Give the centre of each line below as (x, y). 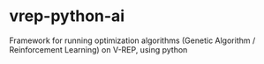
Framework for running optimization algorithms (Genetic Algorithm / (132, 40)
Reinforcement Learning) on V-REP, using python (98, 49)
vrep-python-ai (67, 16)
